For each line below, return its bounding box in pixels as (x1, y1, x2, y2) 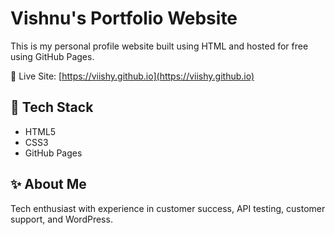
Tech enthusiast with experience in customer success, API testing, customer (10, 202, 326, 214)
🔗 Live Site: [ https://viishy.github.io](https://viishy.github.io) (10, 70, 255, 82)
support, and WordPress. (10, 213, 113, 225)
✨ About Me (10, 176, 87, 193)
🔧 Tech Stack (10, 99, 94, 116)
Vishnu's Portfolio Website (10, 7, 238, 30)
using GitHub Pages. (10, 50, 95, 62)
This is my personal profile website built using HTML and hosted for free (10, 40, 309, 52)
